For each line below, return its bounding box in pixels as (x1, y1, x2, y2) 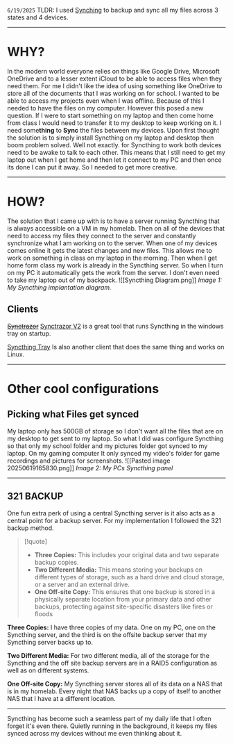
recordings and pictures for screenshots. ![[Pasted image (7, 456, 171, 465)
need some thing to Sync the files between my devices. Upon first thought (7, 126, 220, 134)
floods (34, 609, 53, 618)
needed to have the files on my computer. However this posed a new (7, 104, 204, 112)
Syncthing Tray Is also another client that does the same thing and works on (7, 342, 225, 351)
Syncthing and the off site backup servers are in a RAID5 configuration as (7, 659, 217, 667)
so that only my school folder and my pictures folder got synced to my (7, 441, 208, 450)
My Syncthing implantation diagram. (7, 283, 112, 291)
